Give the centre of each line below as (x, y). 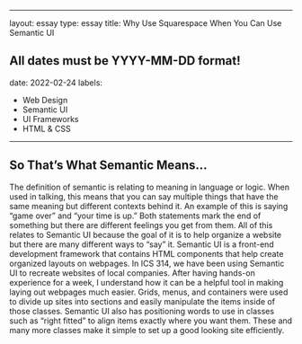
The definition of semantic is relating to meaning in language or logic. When (150, 187)
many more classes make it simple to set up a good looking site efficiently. (147, 330)
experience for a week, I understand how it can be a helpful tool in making (147, 282)
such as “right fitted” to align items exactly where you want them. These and (151, 321)
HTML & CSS (46, 128)
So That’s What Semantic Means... (109, 166)
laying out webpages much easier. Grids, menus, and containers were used (149, 292)
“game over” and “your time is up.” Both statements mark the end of (135, 216)
